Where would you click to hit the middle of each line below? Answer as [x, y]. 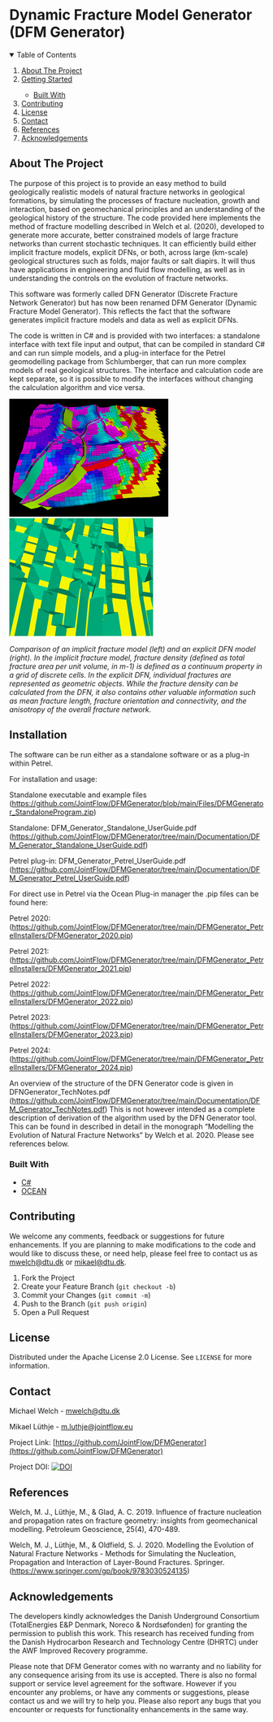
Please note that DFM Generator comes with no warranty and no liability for [136, 1666]
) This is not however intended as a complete [180, 1109]
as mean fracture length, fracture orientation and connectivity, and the [128, 701]
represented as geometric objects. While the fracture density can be [124, 683]
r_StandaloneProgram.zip [52, 812]
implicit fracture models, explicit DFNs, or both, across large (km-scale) [129, 252]
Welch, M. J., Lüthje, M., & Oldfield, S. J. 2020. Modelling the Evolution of [132, 1545]
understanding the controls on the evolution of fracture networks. [119, 278]
